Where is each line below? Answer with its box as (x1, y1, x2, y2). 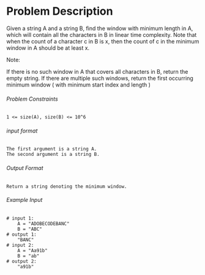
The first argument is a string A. (6, 146, 97, 152)
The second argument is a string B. (6, 152, 100, 158)
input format (6, 127, 38, 134)
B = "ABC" (17, 226, 43, 232)
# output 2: (6, 258, 37, 265)
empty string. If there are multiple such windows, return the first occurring (6, 74, 194, 82)
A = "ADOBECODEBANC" (17, 220, 70, 227)
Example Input (6, 196, 43, 204)
